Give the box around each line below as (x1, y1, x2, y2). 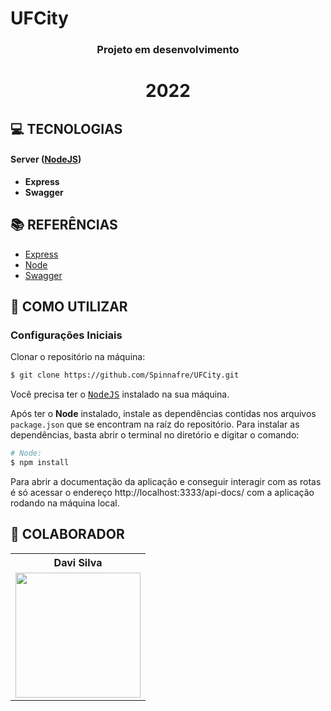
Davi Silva (53, 555, 103, 569)
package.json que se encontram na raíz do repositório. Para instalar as (10, 418, 300, 431)
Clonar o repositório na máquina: (10, 351, 146, 363)
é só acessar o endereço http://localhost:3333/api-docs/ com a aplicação (10, 487, 315, 499)
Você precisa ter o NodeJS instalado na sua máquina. (10, 388, 230, 401)
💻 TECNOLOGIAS (10, 120, 123, 137)
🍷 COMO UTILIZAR (10, 298, 128, 316)
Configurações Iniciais (10, 328, 123, 342)
